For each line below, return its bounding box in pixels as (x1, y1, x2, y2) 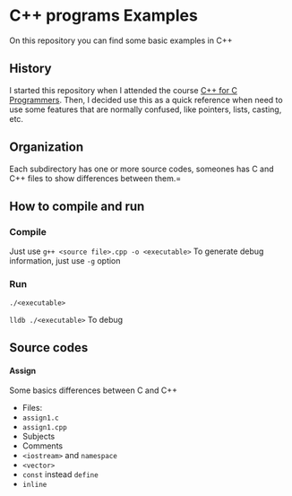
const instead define (21, 469, 99, 480)
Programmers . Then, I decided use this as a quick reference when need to (9, 94, 284, 105)
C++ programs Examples (9, 5, 199, 26)
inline (21, 481, 47, 490)
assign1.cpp (21, 423, 67, 432)
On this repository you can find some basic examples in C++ (9, 35, 233, 46)
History (9, 61, 52, 76)
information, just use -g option (9, 256, 121, 266)
